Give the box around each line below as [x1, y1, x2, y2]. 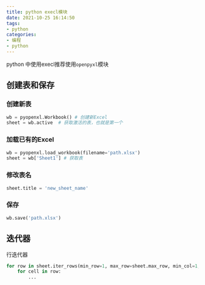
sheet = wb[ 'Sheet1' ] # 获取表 [6, 155, 84, 162]
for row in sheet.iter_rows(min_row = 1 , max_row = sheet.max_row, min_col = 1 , [6, 263, 201, 269]
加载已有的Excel [6, 135, 54, 144]
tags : [6, 20, 20, 26]
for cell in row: [17, 269, 62, 275]
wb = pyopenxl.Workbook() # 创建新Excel [6, 114, 108, 120]
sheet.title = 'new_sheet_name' [6, 185, 88, 191]
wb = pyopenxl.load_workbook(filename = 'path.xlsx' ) [6, 150, 140, 156]
